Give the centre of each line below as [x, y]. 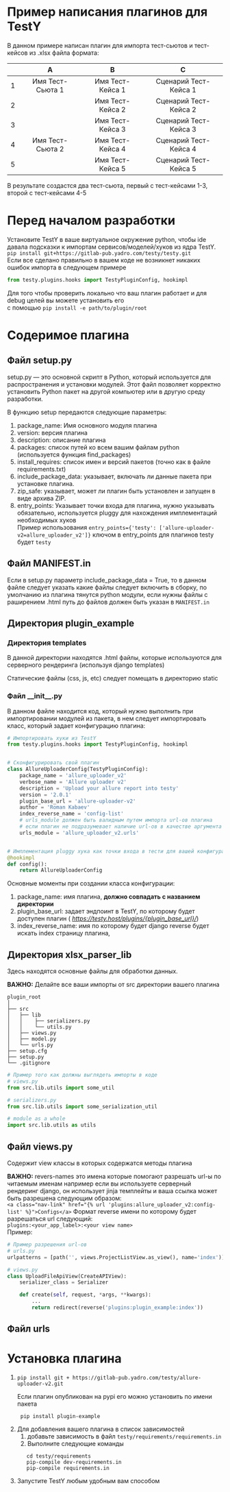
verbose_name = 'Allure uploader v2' [73, 782]
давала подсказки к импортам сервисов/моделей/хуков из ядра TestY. [112, 247]
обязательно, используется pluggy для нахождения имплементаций [117, 513]
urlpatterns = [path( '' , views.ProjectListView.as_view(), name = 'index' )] [116, 1257]
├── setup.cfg [27, 1051]
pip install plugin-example [60, 1417]
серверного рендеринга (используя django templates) [86, 665]
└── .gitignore [29, 1063]
